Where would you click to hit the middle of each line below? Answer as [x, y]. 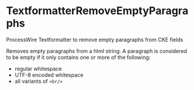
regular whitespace [38, 68]
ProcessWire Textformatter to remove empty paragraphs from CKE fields [95, 39]
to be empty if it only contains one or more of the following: [78, 57]
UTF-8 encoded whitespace [49, 75]
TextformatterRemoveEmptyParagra [97, 11]
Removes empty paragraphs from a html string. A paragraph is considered [97, 51]
